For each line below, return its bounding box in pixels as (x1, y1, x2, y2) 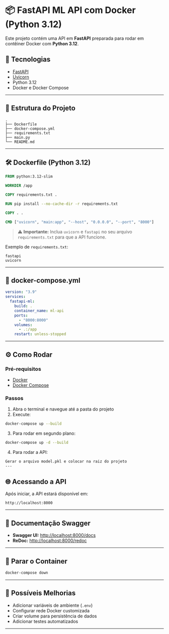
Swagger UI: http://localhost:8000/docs (12, 532, 96, 538)
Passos (5, 394, 24, 402)
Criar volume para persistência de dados (12, 613, 97, 619)
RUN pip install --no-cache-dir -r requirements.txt (5, 201, 118, 206)
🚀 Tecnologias (5, 55, 51, 64)
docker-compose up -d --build (5, 440, 69, 445)
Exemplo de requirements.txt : (5, 244, 68, 250)
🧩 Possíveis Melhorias (5, 589, 76, 597)
